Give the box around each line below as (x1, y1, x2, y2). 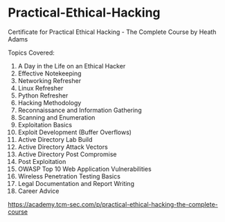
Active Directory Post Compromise (17, 150, 117, 158)
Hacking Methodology (17, 98, 82, 107)
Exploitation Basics (17, 120, 72, 129)
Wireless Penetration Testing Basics (17, 172, 120, 181)
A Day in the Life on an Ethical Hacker (17, 62, 126, 70)
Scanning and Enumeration (17, 113, 96, 122)
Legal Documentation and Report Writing (17, 179, 134, 187)
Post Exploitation (17, 157, 66, 165)
